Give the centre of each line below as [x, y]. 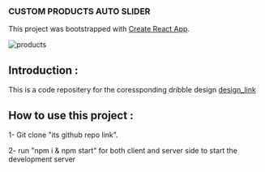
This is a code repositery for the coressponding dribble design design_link [132, 90]
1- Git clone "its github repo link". [64, 135]
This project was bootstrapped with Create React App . [99, 29]
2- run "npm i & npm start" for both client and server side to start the [123, 150]
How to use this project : [71, 115]
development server [42, 159]
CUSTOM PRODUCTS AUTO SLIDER [79, 11]
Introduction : [43, 70]
